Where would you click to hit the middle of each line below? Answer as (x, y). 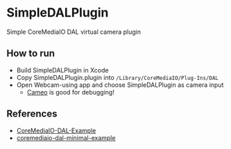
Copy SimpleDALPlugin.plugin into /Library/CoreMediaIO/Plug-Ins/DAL (118, 77)
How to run (31, 53)
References (32, 114)
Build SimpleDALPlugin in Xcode (62, 70)
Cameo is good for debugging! (71, 92)
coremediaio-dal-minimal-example (66, 138)
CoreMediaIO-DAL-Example (56, 130)
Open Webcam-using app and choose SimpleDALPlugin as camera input (120, 85)
